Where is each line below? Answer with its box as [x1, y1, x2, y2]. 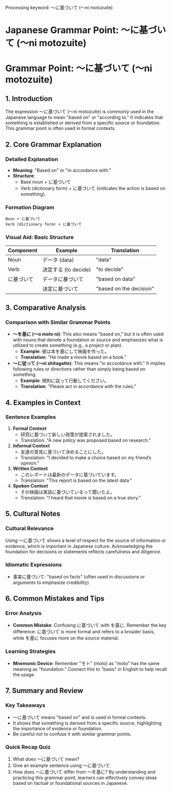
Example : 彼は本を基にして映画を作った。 [20, 348, 109, 354]
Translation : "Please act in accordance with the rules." [20, 383, 137, 389]
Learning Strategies [5, 648, 56, 655]
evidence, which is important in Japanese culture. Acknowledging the [5, 543, 153, 549]
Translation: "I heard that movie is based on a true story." [20, 495, 141, 501]
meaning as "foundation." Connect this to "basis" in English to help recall [12, 666, 167, 672]
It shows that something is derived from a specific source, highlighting [12, 720, 162, 726]
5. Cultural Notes [5, 510, 61, 518]
